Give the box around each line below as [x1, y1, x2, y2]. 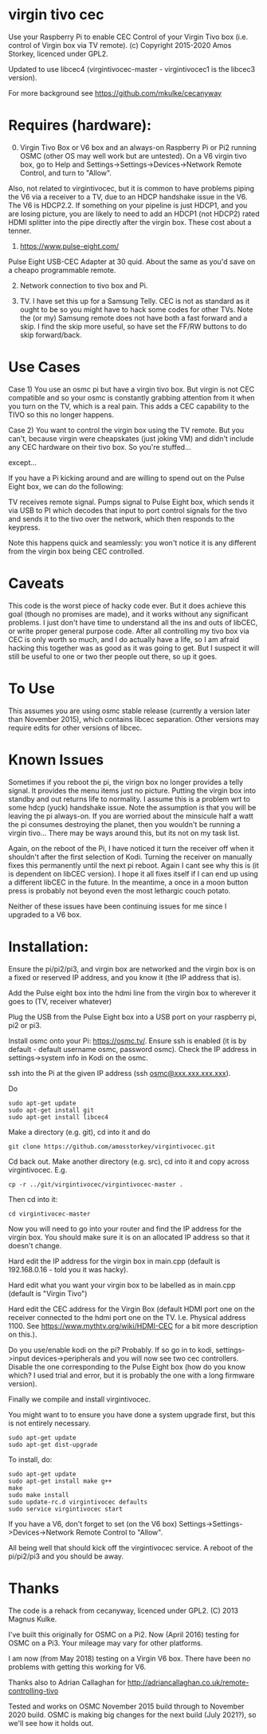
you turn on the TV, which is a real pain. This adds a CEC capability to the [8, 401, 249, 411]
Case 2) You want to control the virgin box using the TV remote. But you [8, 425, 245, 435]
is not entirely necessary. [8, 1418, 91, 1428]
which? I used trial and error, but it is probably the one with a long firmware [8, 1370, 255, 1380]
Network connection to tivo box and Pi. [19, 281, 148, 290]
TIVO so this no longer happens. [8, 409, 114, 420]
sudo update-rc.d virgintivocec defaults [8, 1498, 148, 1506]
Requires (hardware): [8, 116, 152, 135]
